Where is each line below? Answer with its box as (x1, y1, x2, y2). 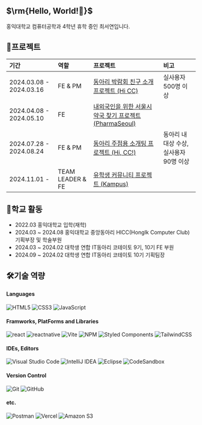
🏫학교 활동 (6, 204, 43, 215)
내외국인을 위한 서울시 (93, 102, 152, 111)
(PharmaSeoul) (93, 119, 136, 127)
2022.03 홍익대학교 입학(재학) (14, 221, 87, 228)
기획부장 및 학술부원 (14, 236, 62, 243)
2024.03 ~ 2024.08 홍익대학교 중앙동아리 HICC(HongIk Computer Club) (14, 229, 191, 236)
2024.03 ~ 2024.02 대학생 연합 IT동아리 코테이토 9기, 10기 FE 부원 (14, 244, 174, 251)
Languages (6, 290, 35, 298)
